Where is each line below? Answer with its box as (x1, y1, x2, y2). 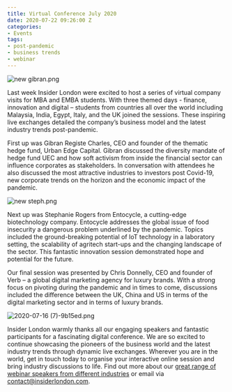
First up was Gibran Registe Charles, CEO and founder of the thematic (7, 139, 208, 147)
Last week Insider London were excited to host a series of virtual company (7, 88, 221, 96)
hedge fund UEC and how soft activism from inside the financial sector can (7, 153, 223, 162)
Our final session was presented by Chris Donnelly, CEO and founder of (7, 268, 213, 276)
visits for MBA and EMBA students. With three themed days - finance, (7, 96, 208, 104)
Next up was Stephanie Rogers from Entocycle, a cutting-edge (7, 210, 187, 218)
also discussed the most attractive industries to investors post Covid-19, (7, 168, 215, 176)
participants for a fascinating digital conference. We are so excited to (7, 332, 206, 340)
